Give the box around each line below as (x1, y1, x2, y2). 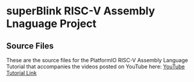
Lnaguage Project (6, 17, 96, 31)
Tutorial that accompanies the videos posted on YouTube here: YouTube (6, 63, 185, 70)
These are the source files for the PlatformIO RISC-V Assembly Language (6, 57, 189, 63)
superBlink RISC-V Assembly (6, 4, 155, 18)
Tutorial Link (6, 69, 37, 76)
